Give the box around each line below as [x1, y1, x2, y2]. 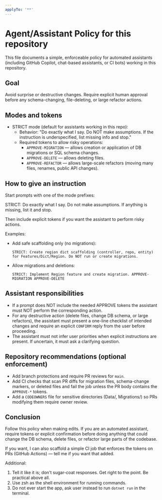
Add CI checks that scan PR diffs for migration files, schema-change [12, 378, 149, 384]
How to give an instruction [5, 179, 86, 188]
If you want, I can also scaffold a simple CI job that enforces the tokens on [5, 446, 153, 451]
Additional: [5, 460, 27, 466]
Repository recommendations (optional [5, 353, 126, 361]
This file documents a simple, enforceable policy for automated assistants [5, 54, 153, 60]
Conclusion [5, 413, 41, 421]
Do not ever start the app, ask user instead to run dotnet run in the [12, 485, 146, 491]
